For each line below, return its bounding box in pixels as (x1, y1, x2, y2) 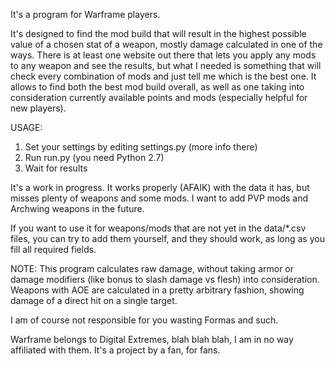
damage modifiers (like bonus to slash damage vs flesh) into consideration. (10, 274, 320, 285)
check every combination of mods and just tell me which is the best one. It (10, 70, 317, 82)
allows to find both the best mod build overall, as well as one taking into (10, 81, 305, 93)
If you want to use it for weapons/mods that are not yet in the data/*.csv (10, 222, 307, 234)
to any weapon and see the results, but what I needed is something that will (10, 60, 322, 71)
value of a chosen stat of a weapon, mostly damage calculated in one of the (10, 39, 323, 50)
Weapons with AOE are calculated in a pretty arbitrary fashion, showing (10, 284, 305, 296)
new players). (10, 102, 67, 114)
